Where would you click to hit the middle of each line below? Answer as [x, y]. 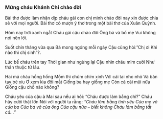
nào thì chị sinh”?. [23, 52]
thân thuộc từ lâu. [23, 67]
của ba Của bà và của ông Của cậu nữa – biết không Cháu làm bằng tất [78, 107]
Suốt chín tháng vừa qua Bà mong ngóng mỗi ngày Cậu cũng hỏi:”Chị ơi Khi [81, 48]
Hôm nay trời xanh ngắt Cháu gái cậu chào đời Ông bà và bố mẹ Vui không [80, 33]
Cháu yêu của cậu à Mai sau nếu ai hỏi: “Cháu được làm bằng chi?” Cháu [79, 96]
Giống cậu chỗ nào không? [32, 87]
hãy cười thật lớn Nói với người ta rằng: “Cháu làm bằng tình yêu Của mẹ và [81, 102]
